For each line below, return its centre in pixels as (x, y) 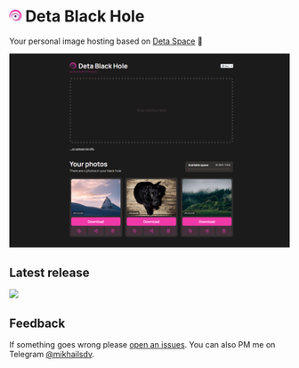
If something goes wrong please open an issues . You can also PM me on (142, 345)
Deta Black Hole (85, 16)
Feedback (37, 323)
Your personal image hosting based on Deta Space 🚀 (106, 41)
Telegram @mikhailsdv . (52, 355)
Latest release (49, 272)
